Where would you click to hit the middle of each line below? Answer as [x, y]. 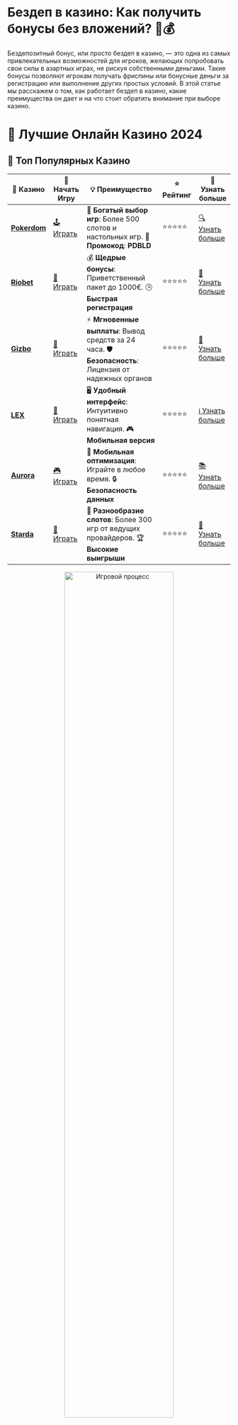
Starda [22, 534]
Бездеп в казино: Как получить [104, 12]
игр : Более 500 [113, 219]
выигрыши [106, 558]
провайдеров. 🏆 [115, 538]
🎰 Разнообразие [115, 511]
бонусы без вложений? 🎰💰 [91, 29]
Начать [66, 189]
